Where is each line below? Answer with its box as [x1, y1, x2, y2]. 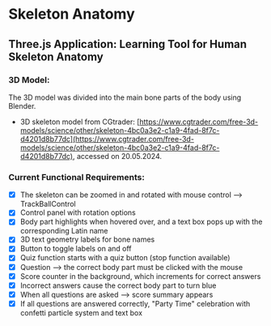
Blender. [8, 101, 36, 110]
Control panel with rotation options [19, 208, 136, 217]
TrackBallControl [19, 199, 76, 209]
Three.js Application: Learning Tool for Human [8, 37, 248, 51]
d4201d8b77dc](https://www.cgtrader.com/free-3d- [19, 134, 194, 144]
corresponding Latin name [19, 226, 108, 236]
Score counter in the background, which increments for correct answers [19, 271, 261, 281]
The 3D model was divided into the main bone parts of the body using [8, 92, 242, 102]
